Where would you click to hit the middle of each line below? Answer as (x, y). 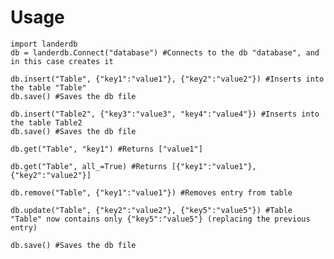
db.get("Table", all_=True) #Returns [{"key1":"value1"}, (133, 166)
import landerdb (44, 44)
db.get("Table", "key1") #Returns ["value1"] (106, 149)
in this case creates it (62, 61)
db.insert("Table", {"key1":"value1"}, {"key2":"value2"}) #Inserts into (167, 79)
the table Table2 (46, 122)
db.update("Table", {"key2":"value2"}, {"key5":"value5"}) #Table (151, 210)
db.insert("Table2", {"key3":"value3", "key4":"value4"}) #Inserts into (165, 114)
